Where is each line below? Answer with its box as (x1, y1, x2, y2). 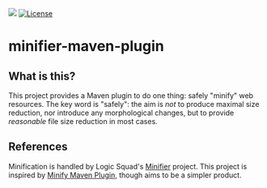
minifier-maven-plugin (8, 37, 164, 56)
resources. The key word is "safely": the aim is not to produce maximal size (8, 100, 260, 109)
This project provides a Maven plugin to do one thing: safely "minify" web (8, 91, 253, 100)
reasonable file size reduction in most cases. (8, 117, 158, 126)
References (8, 140, 68, 154)
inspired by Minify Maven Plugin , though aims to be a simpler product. (8, 170, 242, 180)
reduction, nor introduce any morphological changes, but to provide (8, 108, 235, 117)
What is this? (8, 69, 76, 83)
